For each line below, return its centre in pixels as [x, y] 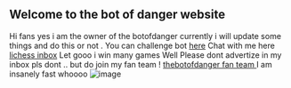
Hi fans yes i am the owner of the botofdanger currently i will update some [145, 36]
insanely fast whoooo [48, 74]
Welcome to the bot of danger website [117, 15]
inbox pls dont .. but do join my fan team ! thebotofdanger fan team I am [141, 64]
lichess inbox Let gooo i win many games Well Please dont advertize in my [145, 55]
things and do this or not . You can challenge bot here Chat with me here [142, 45]
